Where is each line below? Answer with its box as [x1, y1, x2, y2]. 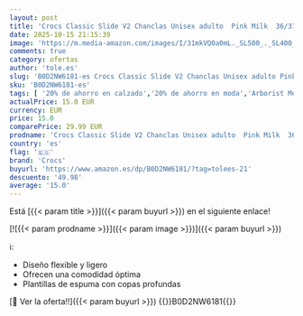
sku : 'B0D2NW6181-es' [9, 80, 91, 89]
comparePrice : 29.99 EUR [9, 123, 103, 132]
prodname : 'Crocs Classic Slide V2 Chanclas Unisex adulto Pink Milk [9, 131, 280, 140]
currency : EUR [9, 106, 63, 115]
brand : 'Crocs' [9, 155, 67, 165]
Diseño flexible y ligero [22, 259, 108, 271]
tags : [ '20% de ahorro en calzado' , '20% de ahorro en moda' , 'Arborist [9, 88, 284, 98]
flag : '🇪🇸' [9, 147, 54, 156]
